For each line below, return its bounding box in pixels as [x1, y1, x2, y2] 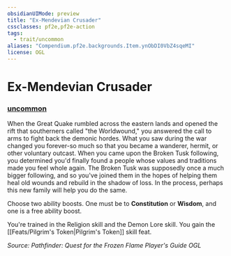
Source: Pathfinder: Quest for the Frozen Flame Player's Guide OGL [7, 241, 202, 250]
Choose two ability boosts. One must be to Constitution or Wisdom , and [7, 200, 216, 208]
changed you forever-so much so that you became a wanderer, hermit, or [7, 142, 218, 150]
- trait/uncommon [13, 36, 64, 43]
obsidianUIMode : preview [7, 10, 80, 17]
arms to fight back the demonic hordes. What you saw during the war [7, 134, 207, 143]
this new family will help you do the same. [7, 186, 128, 195]
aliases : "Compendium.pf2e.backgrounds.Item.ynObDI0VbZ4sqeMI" [7, 42, 195, 49]
